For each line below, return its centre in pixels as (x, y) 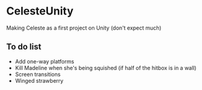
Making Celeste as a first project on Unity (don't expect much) (84, 28)
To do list (24, 47)
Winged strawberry (39, 80)
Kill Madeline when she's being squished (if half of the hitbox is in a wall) (106, 68)
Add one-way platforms (44, 61)
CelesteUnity (40, 11)
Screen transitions (38, 74)
